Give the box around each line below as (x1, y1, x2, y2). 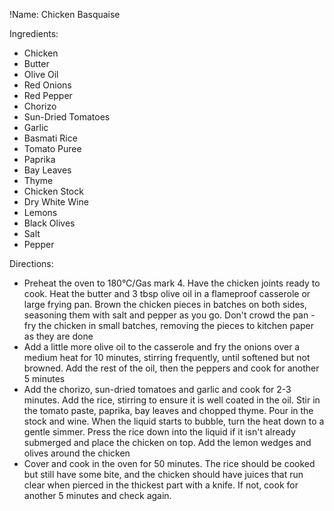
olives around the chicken (23, 447, 131, 459)
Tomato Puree (23, 143, 82, 154)
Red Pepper (23, 90, 73, 101)
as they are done (23, 330, 94, 342)
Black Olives (23, 217, 76, 229)
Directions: (9, 258, 54, 269)
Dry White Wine (23, 196, 89, 208)
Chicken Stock (23, 185, 84, 197)
